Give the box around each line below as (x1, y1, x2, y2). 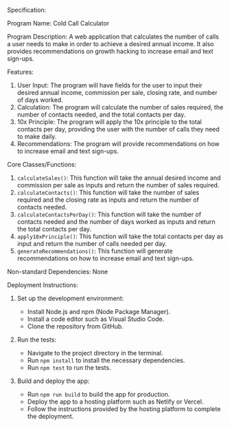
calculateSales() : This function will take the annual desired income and (16, 174, 221, 182)
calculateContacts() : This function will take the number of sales (16, 189, 200, 196)
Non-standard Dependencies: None (7, 268, 108, 275)
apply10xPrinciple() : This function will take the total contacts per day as (16, 232, 224, 240)
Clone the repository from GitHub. (27, 322, 124, 330)
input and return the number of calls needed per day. (16, 240, 167, 247)
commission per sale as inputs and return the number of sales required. (16, 181, 220, 189)
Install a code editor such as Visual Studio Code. (27, 315, 165, 323)
